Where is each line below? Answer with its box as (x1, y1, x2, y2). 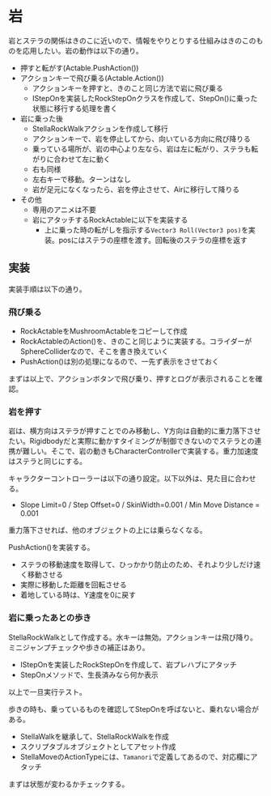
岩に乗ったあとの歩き (8, 612, 91, 624)
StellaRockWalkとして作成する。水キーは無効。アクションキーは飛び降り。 (8, 632, 257, 642)
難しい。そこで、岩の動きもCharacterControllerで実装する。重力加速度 (22, 446, 259, 456)
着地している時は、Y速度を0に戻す (19, 590, 136, 600)
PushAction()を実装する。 (8, 543, 95, 552)
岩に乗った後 (19, 113, 63, 123)
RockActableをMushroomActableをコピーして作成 (19, 326, 188, 336)
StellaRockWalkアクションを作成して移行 (32, 123, 168, 134)
